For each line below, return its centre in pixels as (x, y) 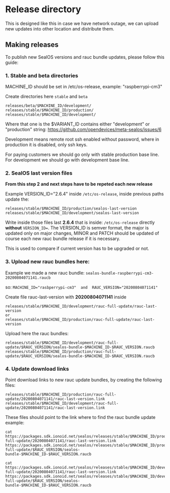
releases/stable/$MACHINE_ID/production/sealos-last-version (71, 209)
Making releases (32, 45)
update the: (17, 200)
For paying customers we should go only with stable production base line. (82, 155)
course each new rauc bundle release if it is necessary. (63, 239)
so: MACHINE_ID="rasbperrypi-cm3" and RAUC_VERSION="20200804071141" (81, 287)
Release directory (43, 9)
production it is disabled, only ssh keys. (46, 145)
